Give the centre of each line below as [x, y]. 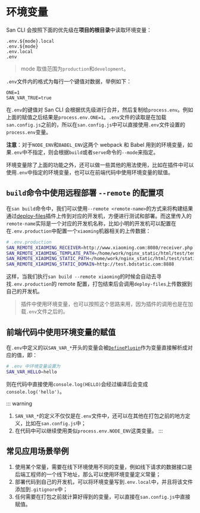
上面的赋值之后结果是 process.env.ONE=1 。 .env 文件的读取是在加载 [86, 117]
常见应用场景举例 [37, 451]
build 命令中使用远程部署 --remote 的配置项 [85, 193]
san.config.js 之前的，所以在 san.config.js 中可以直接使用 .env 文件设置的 [96, 124]
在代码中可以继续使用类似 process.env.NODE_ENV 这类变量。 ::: [89, 431]
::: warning [19, 403]
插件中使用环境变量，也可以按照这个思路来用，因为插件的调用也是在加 [107, 304]
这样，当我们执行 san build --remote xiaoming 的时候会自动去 [81, 276]
